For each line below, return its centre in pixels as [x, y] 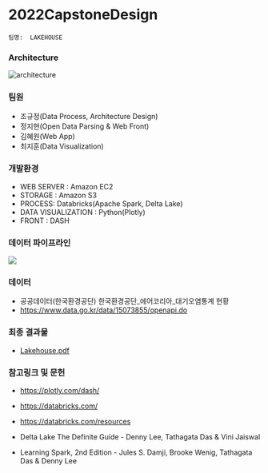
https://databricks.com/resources [75, 422]
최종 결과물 [28, 332]
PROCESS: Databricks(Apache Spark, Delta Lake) [101, 203]
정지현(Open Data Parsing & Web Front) [84, 126]
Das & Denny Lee [48, 461]
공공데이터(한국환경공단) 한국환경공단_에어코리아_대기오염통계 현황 [124, 301]
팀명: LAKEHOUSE [35, 38]
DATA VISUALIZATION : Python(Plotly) [82, 212]
